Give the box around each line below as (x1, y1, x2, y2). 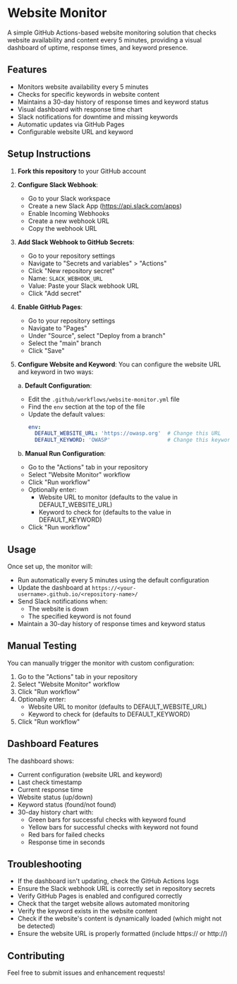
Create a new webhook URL (28, 217, 109, 225)
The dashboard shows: (7, 757, 74, 765)
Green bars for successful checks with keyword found (28, 815, 186, 824)
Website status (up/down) (17, 793, 93, 801)
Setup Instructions (7, 148, 91, 160)
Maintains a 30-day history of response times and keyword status (17, 97, 209, 106)
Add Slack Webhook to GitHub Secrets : (17, 238, 135, 246)
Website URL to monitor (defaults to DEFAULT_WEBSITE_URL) (28, 702, 207, 711)
